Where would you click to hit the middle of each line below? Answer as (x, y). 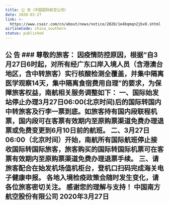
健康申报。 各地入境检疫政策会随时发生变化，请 (85, 178)
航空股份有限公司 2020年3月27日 (57, 197)
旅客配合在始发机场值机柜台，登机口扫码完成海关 (81, 168)
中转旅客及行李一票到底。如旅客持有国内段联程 (78, 112)
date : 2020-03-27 (23, 15)
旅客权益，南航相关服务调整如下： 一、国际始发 (85, 93)
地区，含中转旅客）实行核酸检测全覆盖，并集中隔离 (84, 74)
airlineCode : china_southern (36, 29)
